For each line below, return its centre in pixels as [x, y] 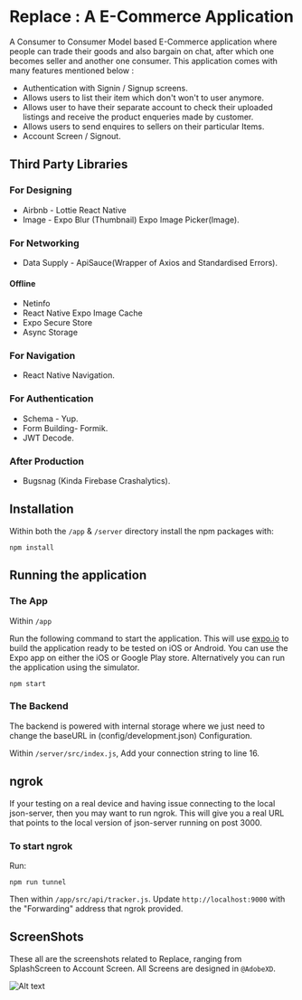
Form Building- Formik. [65, 428]
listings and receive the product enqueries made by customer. [138, 117]
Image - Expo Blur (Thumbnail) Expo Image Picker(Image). [131, 220]
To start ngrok [41, 845]
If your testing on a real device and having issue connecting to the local [142, 803]
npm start [28, 684]
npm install [32, 547]
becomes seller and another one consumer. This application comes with [144, 61]
